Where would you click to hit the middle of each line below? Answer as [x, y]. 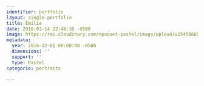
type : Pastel [28, 62]
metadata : [19, 40]
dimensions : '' [31, 51]
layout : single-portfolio [39, 18]
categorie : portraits [34, 68]
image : [15, 35]
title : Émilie [24, 23]
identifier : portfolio [35, 12]
